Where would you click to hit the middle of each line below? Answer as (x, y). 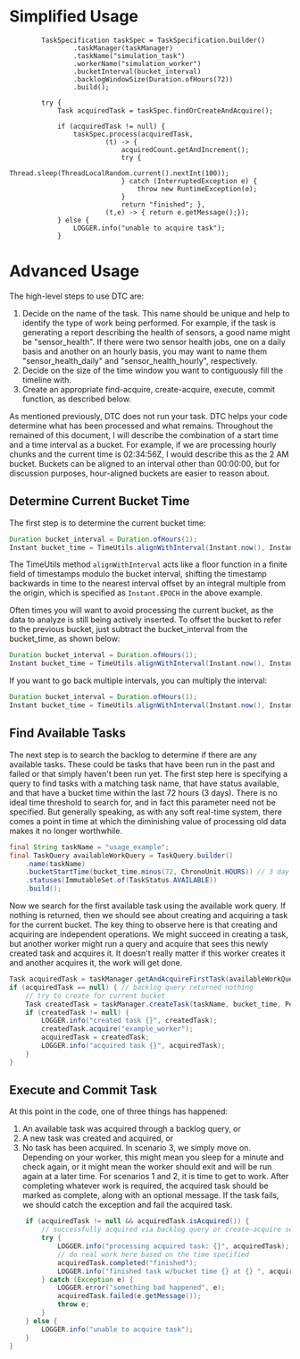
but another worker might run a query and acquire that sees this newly (139, 944)
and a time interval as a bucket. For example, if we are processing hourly (143, 444)
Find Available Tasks (68, 734)
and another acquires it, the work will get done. (96, 962)
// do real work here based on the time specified (153, 1254)
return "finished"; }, (163, 204)
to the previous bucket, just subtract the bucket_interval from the (129, 629)
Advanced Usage (75, 271)
